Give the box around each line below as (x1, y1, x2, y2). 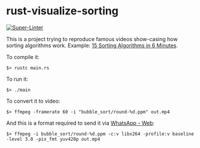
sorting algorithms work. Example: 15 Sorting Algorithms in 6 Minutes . (6, 42, 178, 49)
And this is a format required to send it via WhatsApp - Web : (6, 119, 154, 127)
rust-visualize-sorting (6, 4, 119, 18)
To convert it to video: (6, 97, 60, 104)
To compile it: (6, 53, 40, 60)
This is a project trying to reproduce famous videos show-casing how (6, 35, 178, 42)
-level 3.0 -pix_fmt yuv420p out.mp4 (6, 136, 101, 142)
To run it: (6, 75, 29, 82)
